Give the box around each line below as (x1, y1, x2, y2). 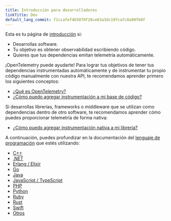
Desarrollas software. (12, 41, 58, 47)
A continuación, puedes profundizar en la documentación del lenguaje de (5, 135, 160, 141)
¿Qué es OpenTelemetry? (12, 88, 67, 95)
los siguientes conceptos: (5, 78, 60, 85)
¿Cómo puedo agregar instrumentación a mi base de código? (12, 94, 142, 100)
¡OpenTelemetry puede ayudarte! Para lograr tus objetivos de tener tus (5, 62, 155, 68)
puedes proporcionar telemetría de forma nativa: (5, 115, 108, 121)
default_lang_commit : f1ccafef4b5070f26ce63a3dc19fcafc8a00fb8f (5, 17, 145, 22)
